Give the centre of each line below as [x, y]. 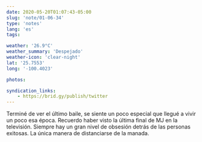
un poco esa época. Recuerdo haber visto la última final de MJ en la [92, 121]
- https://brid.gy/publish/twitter [63, 96]
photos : [16, 80]
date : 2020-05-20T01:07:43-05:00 [49, 12]
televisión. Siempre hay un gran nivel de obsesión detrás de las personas [99, 127]
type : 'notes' [24, 23]
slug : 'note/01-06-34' [35, 18]
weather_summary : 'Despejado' [45, 52]
